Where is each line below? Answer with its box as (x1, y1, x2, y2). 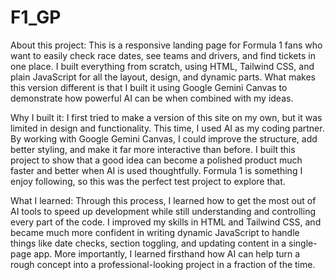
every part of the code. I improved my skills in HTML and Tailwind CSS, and (10, 216, 322, 228)
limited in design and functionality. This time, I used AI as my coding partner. (10, 122, 325, 134)
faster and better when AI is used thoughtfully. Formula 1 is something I (10, 164, 303, 176)
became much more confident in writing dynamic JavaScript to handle (10, 226, 300, 238)
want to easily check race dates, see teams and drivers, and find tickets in (10, 49, 316, 61)
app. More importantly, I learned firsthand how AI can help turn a (33, 247, 301, 260)
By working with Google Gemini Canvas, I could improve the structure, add (10, 132, 318, 145)
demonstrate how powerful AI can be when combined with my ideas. (10, 92, 294, 104)
